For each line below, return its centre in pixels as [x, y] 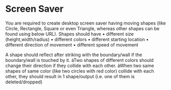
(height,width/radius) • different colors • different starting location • [77, 39]
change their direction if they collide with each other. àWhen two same [80, 65]
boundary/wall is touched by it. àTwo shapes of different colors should [79, 60]
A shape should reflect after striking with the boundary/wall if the [74, 55]
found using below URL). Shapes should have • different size [70, 34]
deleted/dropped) [24, 82]
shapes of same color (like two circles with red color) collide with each [80, 71]
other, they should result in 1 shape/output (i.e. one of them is [70, 76]
